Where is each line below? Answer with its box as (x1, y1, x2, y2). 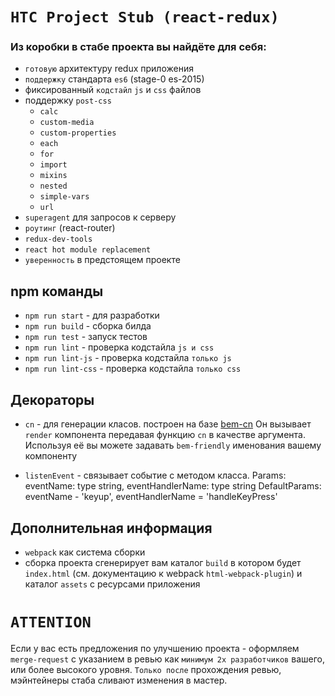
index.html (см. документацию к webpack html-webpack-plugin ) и (24, 567, 303, 579)
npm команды (10, 283, 104, 300)
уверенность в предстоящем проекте (24, 254, 181, 266)
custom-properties (39, 128, 117, 138)
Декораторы (10, 391, 95, 408)
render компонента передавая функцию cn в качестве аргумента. (24, 429, 306, 441)
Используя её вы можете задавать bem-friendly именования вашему (24, 439, 322, 452)
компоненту (24, 450, 78, 462)
